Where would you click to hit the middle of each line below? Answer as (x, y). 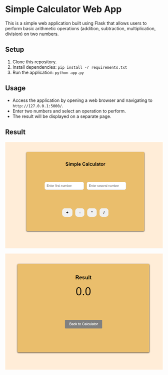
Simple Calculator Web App (63, 9)
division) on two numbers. (32, 34)
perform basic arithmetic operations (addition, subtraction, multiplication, (80, 28)
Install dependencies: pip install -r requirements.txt (70, 67)
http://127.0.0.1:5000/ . (38, 105)
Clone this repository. (34, 62)
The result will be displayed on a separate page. (62, 116)
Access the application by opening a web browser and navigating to (82, 100)
